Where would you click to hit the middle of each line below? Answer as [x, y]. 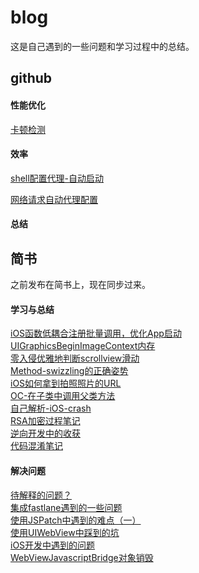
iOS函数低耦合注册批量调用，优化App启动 [96, 333]
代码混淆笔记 [36, 446]
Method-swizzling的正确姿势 [69, 371]
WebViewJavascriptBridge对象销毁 [82, 557]
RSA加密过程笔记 [45, 421]
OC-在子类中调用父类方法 [63, 396]
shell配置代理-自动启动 [57, 178]
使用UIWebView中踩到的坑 [65, 532]
